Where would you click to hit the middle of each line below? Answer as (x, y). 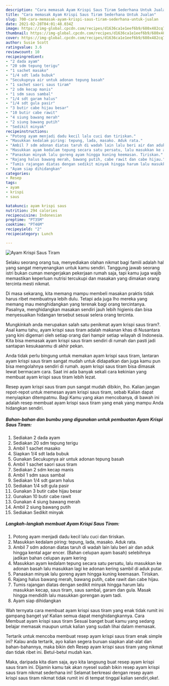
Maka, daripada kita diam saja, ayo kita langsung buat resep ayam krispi (80, 662)
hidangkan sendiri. (25, 408)
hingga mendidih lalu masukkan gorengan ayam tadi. (67, 595)
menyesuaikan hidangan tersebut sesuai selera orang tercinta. (70, 315)
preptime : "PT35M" (25, 220)
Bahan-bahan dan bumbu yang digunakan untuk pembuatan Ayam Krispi (84, 420)
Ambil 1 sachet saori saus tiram (45, 464)
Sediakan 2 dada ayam (37, 437)
